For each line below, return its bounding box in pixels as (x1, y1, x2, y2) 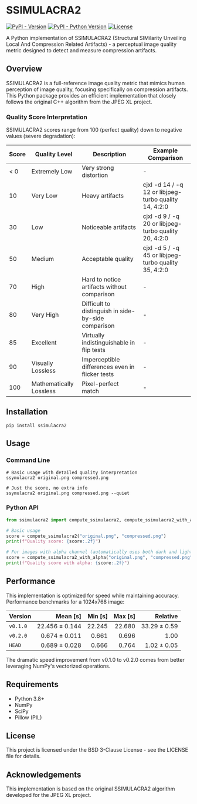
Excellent (31, 339, 57, 347)
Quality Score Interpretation (6, 113, 88, 121)
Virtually (81, 331, 105, 340)
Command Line (6, 456, 50, 464)
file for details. (6, 753, 41, 760)
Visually (31, 359, 53, 367)
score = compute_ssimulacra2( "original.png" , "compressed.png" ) (6, 533, 167, 539)
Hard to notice (81, 276, 121, 284)
